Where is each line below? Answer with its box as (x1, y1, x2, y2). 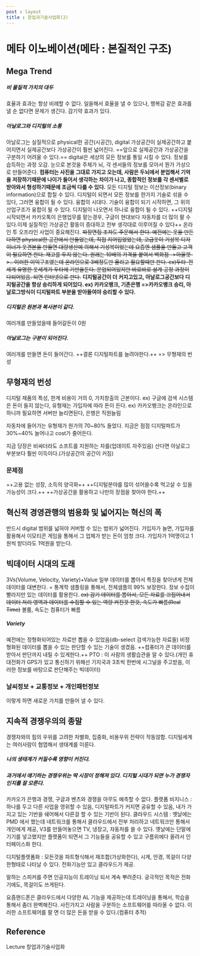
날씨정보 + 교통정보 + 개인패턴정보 (6, 682, 100, 690)
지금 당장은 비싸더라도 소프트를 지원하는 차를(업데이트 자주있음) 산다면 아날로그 (6, 442, 190, 450)
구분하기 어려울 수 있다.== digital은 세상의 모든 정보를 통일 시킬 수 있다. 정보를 (6, 153, 189, 161)
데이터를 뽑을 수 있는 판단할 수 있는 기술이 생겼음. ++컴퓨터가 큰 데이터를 (21, 643, 191, 650)
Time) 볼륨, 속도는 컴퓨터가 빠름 (6, 606, 81, 613)
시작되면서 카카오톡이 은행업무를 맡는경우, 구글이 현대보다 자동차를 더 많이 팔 (6, 213, 185, 221)
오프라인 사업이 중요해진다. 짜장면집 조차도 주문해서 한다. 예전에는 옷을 (19, 228, 183, 236)
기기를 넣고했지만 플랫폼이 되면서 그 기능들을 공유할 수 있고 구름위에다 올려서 (6, 833, 185, 840)
